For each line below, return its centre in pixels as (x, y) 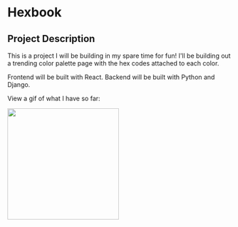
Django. (19, 85)
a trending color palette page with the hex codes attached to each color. (113, 63)
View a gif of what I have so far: (54, 98)
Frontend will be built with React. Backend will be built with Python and (111, 77)
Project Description (51, 39)
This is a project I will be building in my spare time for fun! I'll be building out (119, 56)
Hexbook (35, 12)
